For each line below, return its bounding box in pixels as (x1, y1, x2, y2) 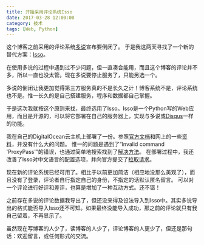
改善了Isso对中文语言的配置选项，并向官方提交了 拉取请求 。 (6, 156, 155, 163)
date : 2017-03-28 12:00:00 (6, 15, 75, 21)
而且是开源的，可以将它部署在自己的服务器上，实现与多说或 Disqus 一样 (16, 112, 194, 120)
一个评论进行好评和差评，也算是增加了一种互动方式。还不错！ (6, 184, 161, 192)
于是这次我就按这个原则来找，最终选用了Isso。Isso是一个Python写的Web (6, 105, 189, 112)
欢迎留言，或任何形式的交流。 (16, 232, 92, 240)
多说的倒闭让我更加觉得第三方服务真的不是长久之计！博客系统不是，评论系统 (6, 85, 198, 92)
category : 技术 (6, 20, 43, 26)
